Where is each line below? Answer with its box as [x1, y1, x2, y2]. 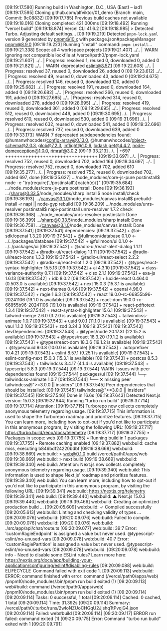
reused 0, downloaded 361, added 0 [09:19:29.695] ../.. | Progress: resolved [5, 105, 161, 111]
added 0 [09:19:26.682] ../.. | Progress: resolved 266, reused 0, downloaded [5, 90, 162, 95]
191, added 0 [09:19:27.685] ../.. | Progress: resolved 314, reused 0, [5, 95, 142, 101]
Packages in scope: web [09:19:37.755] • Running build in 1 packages [5, 435, 148, 441]
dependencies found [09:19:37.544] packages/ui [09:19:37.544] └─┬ [5, 371, 147, 377]
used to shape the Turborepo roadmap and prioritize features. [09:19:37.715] [5, 414, 162, 419]
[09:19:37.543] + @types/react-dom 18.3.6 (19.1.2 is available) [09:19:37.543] [5, 339, 163, 345]
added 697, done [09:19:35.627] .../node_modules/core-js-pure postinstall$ [5, 175, 161, 180]
